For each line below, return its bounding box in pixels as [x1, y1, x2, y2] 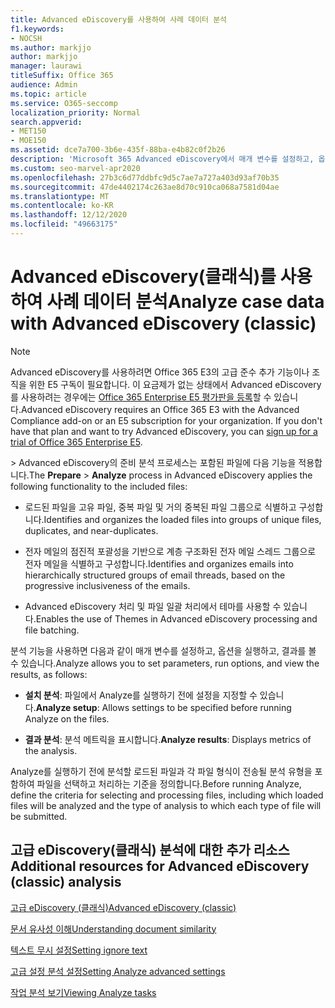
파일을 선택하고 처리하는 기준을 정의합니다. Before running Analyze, [36, 777, 302, 790]
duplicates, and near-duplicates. [24, 524, 159, 536]
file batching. [24, 624, 80, 636]
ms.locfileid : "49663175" [10, 219, 118, 230]
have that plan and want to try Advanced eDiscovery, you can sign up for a [10, 425, 318, 437]
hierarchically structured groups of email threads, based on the [24, 569, 286, 581]
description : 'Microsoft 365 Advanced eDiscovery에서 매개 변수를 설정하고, [10, 154, 315, 164]
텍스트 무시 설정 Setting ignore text [10, 944, 148, 956]
